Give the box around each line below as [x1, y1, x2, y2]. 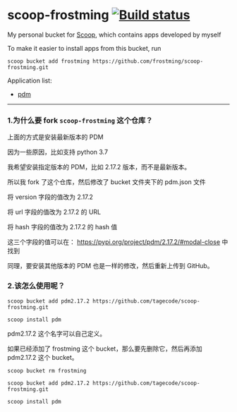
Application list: [7, 76, 52, 85]
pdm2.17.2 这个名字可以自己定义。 [7, 329, 107, 338]
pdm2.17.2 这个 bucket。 [7, 353, 79, 361]
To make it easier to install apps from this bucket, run [7, 44, 162, 52]
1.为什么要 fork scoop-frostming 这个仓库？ [7, 115, 153, 125]
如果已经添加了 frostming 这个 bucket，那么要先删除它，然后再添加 [7, 344, 202, 353]
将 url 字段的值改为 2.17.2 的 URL [7, 208, 101, 217]
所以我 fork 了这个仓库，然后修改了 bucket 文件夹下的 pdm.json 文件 [7, 178, 206, 186]
